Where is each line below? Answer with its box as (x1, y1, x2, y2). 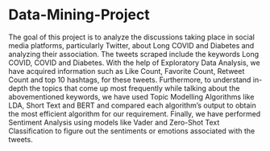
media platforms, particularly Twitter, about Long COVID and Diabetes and (8, 40, 255, 50)
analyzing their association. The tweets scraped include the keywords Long (8, 49, 260, 59)
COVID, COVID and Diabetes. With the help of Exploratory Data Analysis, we (8, 58, 260, 67)
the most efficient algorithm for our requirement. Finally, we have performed (8, 108, 261, 118)
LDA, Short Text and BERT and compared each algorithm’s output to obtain (8, 100, 256, 110)
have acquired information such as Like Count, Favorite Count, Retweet (8, 66, 245, 75)
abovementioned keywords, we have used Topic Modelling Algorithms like (8, 92, 255, 101)
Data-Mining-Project (8, 6, 151, 24)
